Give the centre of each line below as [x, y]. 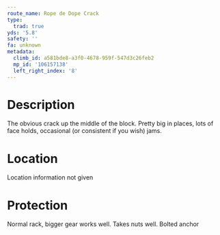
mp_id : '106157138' [41, 64]
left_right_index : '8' [45, 71]
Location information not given [50, 177]
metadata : [21, 52]
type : [15, 20]
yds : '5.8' [23, 33]
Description [41, 104]
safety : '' [23, 39]
